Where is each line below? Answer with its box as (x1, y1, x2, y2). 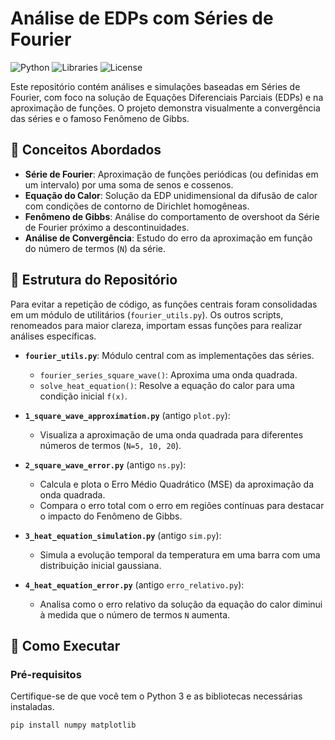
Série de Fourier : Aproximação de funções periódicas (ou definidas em (24, 168, 319, 180)
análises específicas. (10, 330, 97, 342)
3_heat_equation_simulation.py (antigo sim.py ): (24, 529, 222, 541)
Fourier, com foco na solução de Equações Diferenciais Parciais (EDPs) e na (10, 91, 324, 103)
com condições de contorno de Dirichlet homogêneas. (24, 200, 250, 212)
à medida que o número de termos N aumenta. (39, 608, 231, 621)
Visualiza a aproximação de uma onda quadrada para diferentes (39, 428, 304, 441)
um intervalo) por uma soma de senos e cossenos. (24, 178, 234, 191)
